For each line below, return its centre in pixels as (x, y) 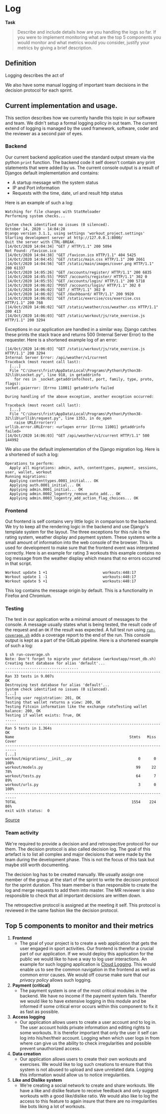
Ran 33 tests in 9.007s (30, 676)
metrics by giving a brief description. (55, 48)
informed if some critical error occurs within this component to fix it (88, 1006)
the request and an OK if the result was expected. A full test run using (75, 630)
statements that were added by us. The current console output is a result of (82, 167)
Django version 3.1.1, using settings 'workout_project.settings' (75, 233)
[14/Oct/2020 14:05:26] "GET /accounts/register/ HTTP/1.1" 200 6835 (79, 272)
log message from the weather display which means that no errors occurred (83, 558)
